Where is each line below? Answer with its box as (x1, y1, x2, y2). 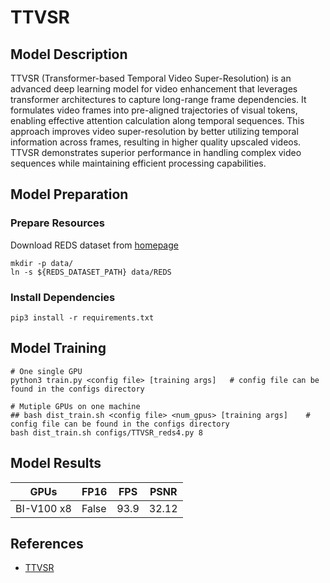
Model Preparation (10, 186, 129, 203)
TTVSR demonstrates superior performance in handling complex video (10, 147, 302, 158)
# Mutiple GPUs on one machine (10, 401, 141, 411)
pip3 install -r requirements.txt (10, 312, 155, 323)
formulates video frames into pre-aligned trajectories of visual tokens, (10, 104, 298, 116)
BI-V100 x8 (15, 501, 72, 515)
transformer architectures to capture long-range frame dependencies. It (10, 94, 307, 105)
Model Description (10, 46, 128, 63)
